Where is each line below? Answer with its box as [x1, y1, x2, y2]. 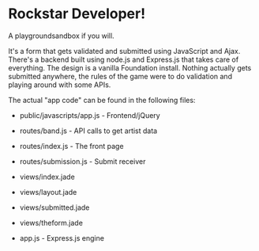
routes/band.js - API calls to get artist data [19, 126, 158, 135]
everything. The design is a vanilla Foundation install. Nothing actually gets [8, 63, 252, 72]
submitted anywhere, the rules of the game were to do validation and [8, 71, 233, 81]
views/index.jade [19, 172, 75, 181]
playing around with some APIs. [8, 80, 111, 89]
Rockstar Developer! [8, 5, 146, 23]
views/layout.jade [19, 187, 77, 196]
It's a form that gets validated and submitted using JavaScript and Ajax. [8, 46, 241, 55]
